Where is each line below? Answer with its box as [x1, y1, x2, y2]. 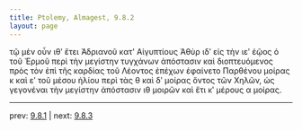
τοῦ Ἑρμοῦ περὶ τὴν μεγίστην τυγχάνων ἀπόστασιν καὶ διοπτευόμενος [9, 56, 274, 66]
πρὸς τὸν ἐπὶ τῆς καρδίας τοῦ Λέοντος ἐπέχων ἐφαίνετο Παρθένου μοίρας [9, 65, 290, 76]
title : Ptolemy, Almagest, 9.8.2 [9, 13, 135, 22]
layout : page [9, 22, 58, 30]
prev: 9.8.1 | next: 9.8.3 [9, 109, 93, 121]
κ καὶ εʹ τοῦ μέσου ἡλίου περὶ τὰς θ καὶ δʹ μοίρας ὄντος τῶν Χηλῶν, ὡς [9, 74, 275, 85]
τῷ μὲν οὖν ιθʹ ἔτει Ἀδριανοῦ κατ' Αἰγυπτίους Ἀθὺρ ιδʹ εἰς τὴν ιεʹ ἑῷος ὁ [9, 46, 280, 56]
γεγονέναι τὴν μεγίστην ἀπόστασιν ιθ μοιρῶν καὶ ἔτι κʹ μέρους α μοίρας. [9, 84, 282, 95]
